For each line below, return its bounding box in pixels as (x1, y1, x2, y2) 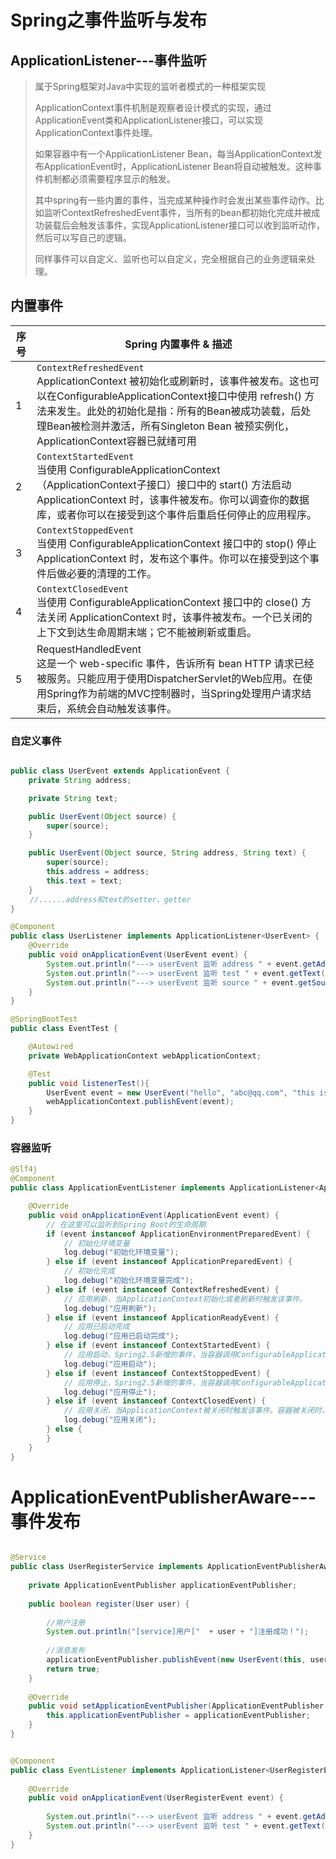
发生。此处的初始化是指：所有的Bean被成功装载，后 (56, 404, 302, 418)
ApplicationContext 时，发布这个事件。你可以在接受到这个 (36, 551, 310, 565)
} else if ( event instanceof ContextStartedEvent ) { (46, 1341, 271, 1351)
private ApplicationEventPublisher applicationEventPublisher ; (28, 1581, 298, 1591)
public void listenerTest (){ (28, 1078, 150, 1088)
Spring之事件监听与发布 (10, 9, 208, 32)
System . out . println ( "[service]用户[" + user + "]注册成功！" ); (46, 1627, 310, 1637)
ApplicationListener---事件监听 (10, 52, 207, 69)
